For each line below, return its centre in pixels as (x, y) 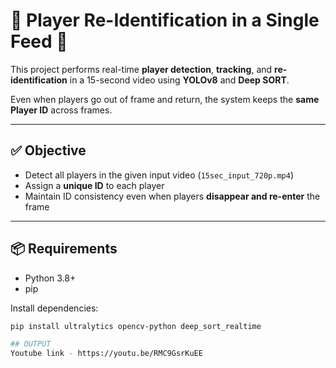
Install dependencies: (54, 308)
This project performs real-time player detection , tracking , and (141, 69)
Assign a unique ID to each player (94, 185)
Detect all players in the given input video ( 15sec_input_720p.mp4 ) (159, 175)
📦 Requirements (64, 249)
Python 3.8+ (50, 278)
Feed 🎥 (39, 41)
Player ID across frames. (61, 110)
